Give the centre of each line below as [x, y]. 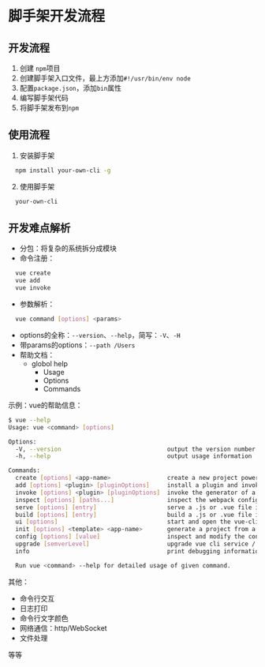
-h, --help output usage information [134, 456]
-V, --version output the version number [136, 449]
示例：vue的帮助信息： [45, 405]
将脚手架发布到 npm [49, 108]
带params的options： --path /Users [77, 345]
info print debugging [118, 551]
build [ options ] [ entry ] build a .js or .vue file [134, 515]
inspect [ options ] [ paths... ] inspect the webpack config [137, 500]
